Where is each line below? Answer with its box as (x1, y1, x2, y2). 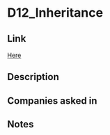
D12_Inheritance (7, 5, 103, 21)
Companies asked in (7, 95, 97, 106)
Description (7, 71, 59, 83)
